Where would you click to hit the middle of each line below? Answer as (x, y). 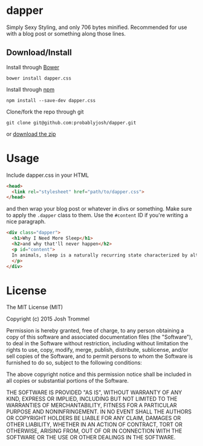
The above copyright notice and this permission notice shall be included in (99, 374)
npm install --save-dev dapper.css (51, 100)
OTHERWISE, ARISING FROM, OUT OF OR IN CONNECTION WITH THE (94, 431)
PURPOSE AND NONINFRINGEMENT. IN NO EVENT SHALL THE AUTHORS (99, 412)
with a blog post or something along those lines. (66, 33)
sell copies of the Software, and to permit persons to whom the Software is (100, 356)
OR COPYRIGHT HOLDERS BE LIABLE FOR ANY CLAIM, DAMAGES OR (94, 418)
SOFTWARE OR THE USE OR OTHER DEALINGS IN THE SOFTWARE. (91, 438)
